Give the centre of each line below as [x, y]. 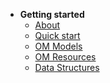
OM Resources [65, 57]
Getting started [52, 14]
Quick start [57, 35]
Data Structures [67, 67]
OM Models [58, 46]
